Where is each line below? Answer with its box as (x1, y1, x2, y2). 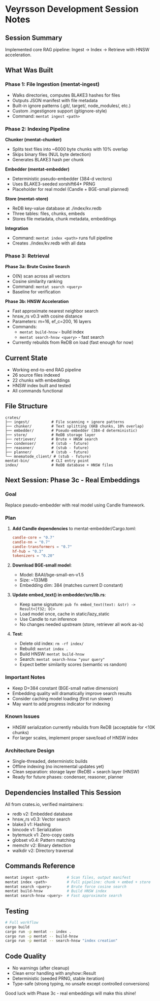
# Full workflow (5, 920, 38, 925)
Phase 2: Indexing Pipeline (5, 125, 70, 132)
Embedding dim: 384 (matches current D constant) (19, 582, 123, 588)
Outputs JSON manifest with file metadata (12, 97, 98, 103)
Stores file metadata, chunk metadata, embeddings (12, 215, 117, 221)
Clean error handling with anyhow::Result (12, 970, 96, 976)
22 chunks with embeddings (12, 377, 70, 383)
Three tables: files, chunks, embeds (12, 211, 85, 216)
